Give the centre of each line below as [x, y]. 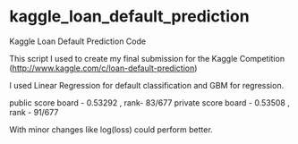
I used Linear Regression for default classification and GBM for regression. [147, 85]
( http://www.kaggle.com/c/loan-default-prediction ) [103, 68]
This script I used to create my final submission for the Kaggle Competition [147, 58]
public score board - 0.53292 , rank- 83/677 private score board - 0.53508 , [150, 102]
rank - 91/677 [34, 112]
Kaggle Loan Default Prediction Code [77, 41]
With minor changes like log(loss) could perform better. [111, 129]
